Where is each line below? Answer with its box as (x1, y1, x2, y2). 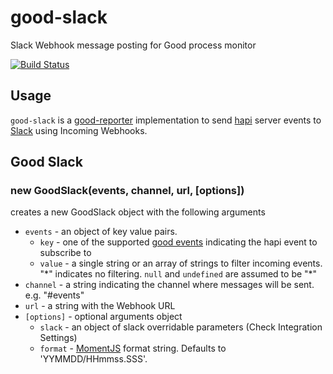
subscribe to (39, 247, 92, 259)
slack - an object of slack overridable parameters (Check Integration (39, 321, 323, 333)
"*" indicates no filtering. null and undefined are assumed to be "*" (39, 268, 318, 280)
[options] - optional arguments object (24, 311, 183, 323)
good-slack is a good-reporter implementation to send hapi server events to (10, 114, 322, 126)
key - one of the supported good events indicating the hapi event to (39, 236, 318, 248)
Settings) (39, 332, 78, 344)
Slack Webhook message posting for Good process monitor (10, 39, 257, 51)
